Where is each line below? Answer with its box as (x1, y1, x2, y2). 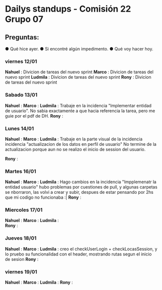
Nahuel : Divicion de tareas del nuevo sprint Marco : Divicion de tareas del (5, 69, 154, 75)
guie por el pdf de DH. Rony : (5, 113, 63, 119)
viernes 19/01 (5, 268, 37, 275)
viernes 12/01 (5, 58, 37, 65)
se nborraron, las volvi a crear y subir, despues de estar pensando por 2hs (5, 189, 154, 195)
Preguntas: (5, 33, 40, 41)
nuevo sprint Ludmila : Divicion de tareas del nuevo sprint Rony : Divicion (5, 74, 151, 80)
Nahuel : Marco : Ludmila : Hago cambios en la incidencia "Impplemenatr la (5, 179, 157, 185)
